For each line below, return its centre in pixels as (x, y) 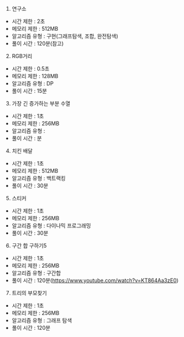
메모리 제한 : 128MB (35, 76)
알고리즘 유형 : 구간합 (36, 273)
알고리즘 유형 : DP (33, 84)
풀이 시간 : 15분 (29, 91)
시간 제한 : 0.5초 (30, 69)
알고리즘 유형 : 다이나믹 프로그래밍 (51, 226)
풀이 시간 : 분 (27, 138)
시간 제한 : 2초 (28, 21)
